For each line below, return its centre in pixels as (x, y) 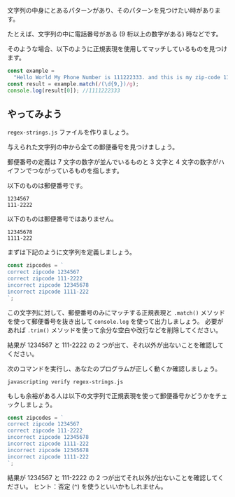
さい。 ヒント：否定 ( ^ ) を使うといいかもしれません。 (90, 486)
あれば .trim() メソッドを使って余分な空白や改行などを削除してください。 (115, 330)
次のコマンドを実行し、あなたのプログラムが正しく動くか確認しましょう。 (114, 368)
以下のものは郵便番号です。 (47, 186)
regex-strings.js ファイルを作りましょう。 (70, 132)
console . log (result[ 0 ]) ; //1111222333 (64, 90)
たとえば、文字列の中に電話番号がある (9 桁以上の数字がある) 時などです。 (115, 34)
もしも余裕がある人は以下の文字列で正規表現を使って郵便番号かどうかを (111, 395)
